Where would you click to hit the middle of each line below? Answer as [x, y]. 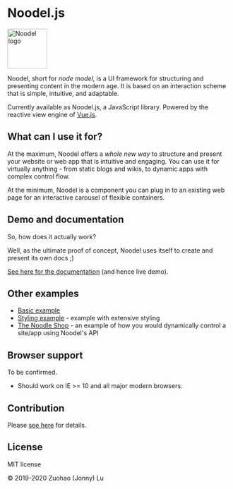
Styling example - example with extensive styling [89, 318]
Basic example [39, 310]
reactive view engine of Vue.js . [52, 114]
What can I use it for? [55, 137]
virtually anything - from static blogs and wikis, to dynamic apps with [108, 169]
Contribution [36, 408]
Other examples [43, 293]
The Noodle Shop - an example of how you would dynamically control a [122, 325]
